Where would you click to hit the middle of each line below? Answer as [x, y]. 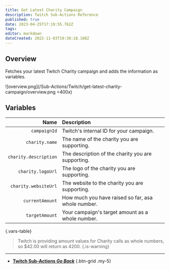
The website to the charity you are [102, 183]
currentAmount [40, 201]
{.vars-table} [18, 231]
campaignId [44, 131]
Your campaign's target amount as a [105, 212]
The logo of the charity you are [99, 168]
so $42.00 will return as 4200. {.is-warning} [63, 246]
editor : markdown [24, 34]
